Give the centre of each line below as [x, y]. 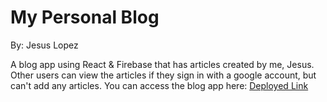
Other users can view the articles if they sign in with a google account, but [163, 75]
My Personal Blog [85, 17]
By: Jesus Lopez [44, 45]
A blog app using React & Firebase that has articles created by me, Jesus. [162, 64]
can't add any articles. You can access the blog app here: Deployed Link [159, 85]
